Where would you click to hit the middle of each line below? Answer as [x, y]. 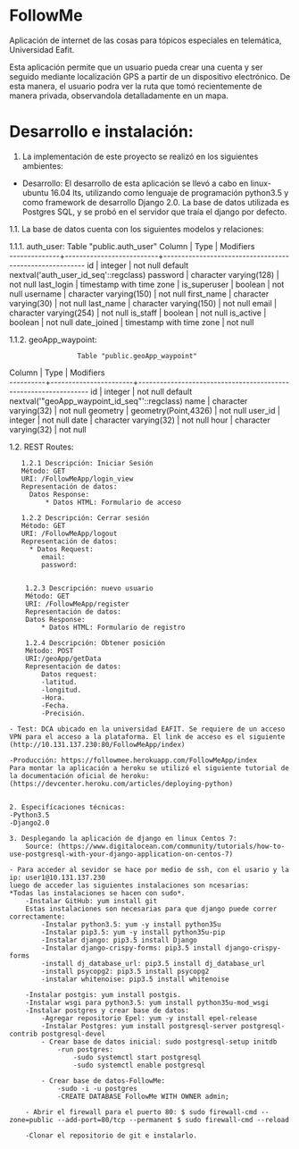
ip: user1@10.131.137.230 [57, 877]
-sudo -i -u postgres [97, 1088]
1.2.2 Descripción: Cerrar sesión [85, 518]
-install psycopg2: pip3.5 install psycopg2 [125, 971]
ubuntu [35, 192]
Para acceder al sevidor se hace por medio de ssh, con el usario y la [154, 869]
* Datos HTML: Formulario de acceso [113, 502]
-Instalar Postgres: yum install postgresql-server [140, 1026]
